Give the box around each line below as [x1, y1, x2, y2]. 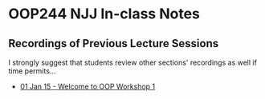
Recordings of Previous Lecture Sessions [8, 37, 219, 50]
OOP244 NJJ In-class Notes [8, 5, 201, 23]
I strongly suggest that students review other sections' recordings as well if [8, 57, 257, 67]
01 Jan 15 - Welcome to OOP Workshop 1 [19, 81, 156, 91]
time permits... [8, 66, 56, 76]
